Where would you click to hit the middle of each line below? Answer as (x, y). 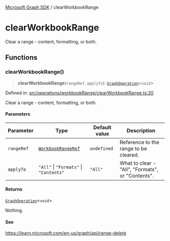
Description (141, 130)
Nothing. (14, 210)
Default (102, 127)
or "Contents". (137, 175)
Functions (22, 58)
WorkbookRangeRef (59, 148)
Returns (14, 189)
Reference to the (139, 142)
